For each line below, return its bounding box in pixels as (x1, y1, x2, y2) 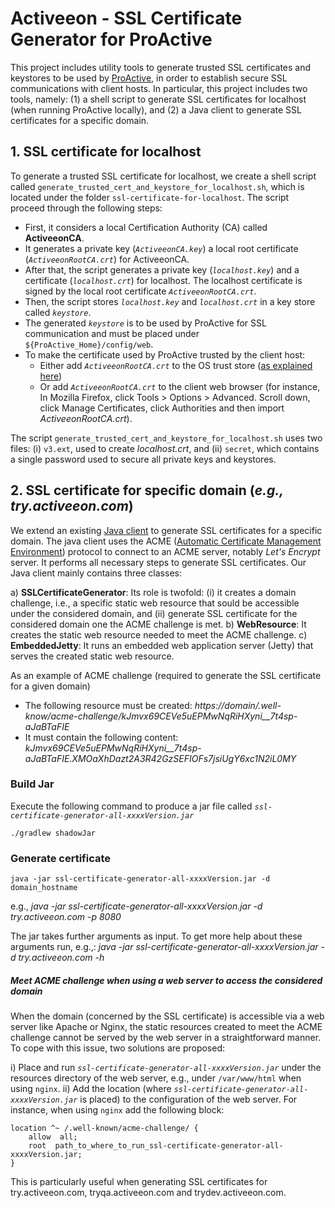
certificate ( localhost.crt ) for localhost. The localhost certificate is (24, 274, 303, 286)
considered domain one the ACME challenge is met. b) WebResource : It (10, 618, 307, 630)
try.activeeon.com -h (18, 952, 105, 964)
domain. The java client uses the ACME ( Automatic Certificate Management (10, 535, 322, 547)
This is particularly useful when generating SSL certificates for (10, 1176, 268, 1188)
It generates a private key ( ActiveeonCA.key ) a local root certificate (24, 242, 299, 254)
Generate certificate (10, 851, 112, 865)
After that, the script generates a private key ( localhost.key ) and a (24, 263, 300, 276)
